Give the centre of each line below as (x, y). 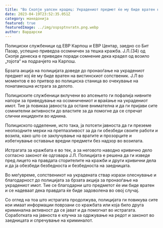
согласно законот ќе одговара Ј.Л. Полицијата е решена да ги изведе (78, 155)
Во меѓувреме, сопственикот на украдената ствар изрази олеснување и (81, 175)
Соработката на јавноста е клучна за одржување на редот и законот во (80, 215)
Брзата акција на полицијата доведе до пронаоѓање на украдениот (75, 70)
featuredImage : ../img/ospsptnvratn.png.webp (52, 28)
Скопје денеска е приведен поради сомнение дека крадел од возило (77, 56)
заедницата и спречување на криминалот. (49, 220)
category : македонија (27, 18)
